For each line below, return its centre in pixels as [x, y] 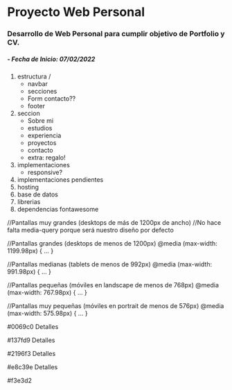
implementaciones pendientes [60, 180]
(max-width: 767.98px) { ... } [47, 293]
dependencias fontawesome [58, 210]
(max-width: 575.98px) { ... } [47, 314]
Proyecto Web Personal [76, 12]
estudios [40, 128]
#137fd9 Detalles [31, 340]
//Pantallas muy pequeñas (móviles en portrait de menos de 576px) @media [116, 306]
